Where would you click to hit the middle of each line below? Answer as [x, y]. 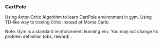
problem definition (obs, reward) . [39, 36]
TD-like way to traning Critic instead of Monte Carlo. [57, 22]
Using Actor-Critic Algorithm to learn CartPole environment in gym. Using [79, 17]
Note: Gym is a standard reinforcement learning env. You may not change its [81, 32]
